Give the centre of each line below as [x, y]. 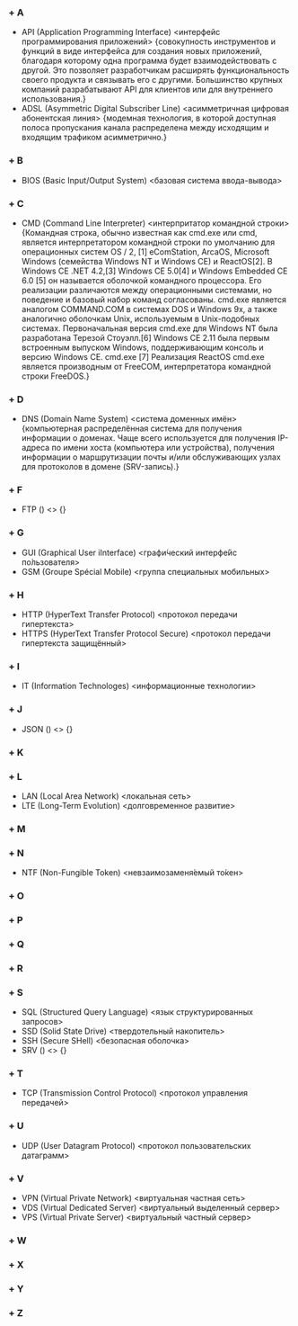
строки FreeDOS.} [56, 376]
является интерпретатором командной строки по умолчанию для [148, 242]
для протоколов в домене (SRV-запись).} [100, 467]
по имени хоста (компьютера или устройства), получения [163, 448]
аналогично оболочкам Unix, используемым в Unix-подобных [140, 318]
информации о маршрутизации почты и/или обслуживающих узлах [151, 457]
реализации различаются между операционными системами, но [147, 290]
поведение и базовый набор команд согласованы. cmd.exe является [153, 300]
